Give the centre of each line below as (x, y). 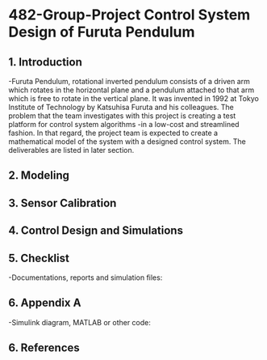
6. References (44, 348)
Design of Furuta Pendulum (102, 32)
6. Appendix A (45, 303)
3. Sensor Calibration (63, 203)
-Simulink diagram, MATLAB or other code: (80, 322)
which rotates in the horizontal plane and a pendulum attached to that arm (131, 90)
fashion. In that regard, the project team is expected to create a (113, 133)
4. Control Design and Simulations (96, 231)
